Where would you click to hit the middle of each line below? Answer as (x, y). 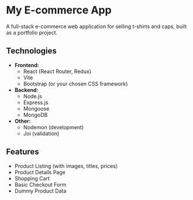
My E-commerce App (59, 10)
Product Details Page (40, 172)
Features (23, 152)
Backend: (26, 90)
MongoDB (35, 115)
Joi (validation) (41, 133)
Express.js (36, 102)
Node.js (33, 96)
